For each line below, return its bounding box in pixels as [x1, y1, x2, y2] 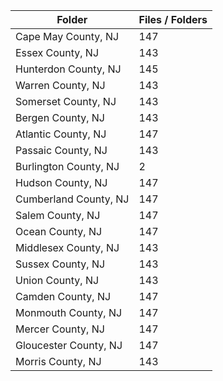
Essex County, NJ [15, 46, 100, 59]
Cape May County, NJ [15, 30, 120, 43]
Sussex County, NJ [15, 257, 106, 271]
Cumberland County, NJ [15, 192, 130, 206]
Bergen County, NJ [15, 111, 105, 124]
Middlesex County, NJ [15, 241, 120, 254]
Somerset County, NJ [15, 95, 117, 108]
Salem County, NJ [15, 209, 101, 222]
